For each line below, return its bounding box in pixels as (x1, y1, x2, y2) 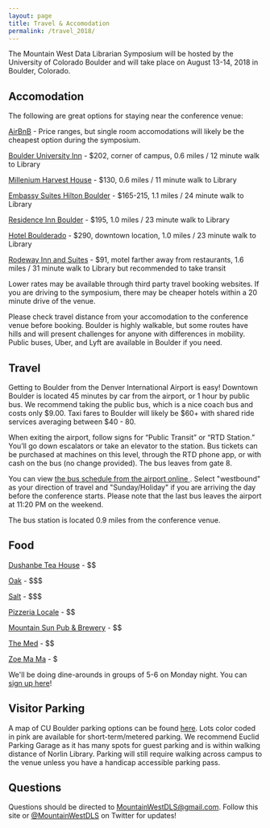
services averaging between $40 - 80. (8, 417, 136, 427)
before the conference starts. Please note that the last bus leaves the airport (8, 491, 262, 501)
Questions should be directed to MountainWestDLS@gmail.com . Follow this (8, 802, 259, 812)
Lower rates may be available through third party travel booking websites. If (8, 280, 260, 289)
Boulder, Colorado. (8, 66, 71, 76)
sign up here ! (8, 678, 52, 687)
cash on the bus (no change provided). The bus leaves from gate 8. (8, 458, 232, 468)
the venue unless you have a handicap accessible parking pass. (8, 757, 221, 767)
